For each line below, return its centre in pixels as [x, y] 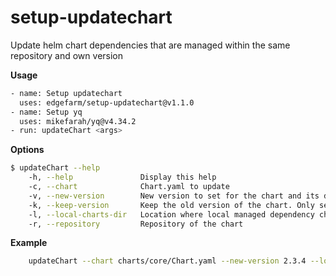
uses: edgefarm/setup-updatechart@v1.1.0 [107, 102]
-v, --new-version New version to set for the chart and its [174, 196]
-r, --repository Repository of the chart [136, 224]
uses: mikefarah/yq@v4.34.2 [78, 121]
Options [27, 150]
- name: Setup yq [46, 112]
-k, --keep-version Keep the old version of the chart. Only [171, 205]
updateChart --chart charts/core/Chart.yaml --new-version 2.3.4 [167, 261]
